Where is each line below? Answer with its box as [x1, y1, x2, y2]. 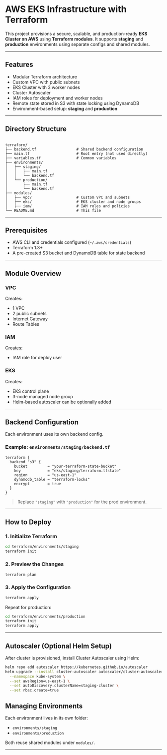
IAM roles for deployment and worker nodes [12, 95, 103, 101]
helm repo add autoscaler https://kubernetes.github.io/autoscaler [5, 665, 148, 670]
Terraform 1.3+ [12, 245, 43, 251]
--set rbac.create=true [9, 688, 59, 693]
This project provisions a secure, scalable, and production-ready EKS [5, 30, 148, 36]
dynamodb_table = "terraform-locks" [14, 477, 90, 482]
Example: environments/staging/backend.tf [5, 444, 110, 451]
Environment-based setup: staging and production [12, 105, 118, 111]
